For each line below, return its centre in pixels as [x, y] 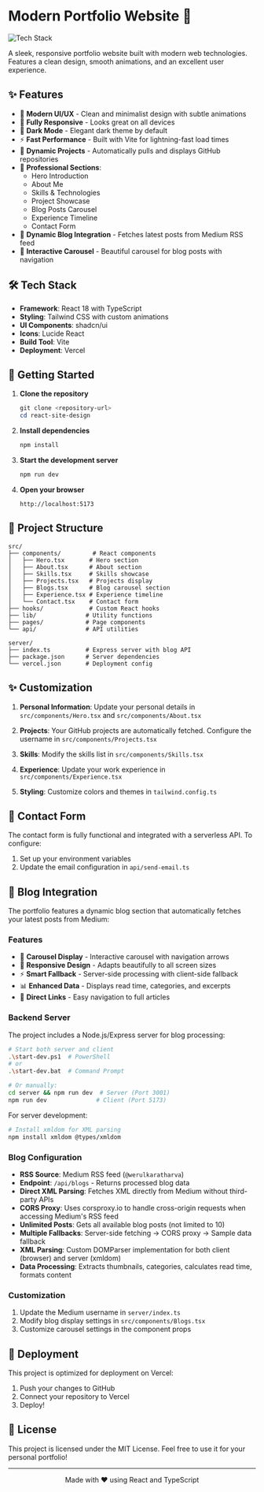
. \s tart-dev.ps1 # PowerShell [59, 1057]
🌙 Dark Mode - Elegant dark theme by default [93, 130]
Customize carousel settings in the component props [105, 1329]
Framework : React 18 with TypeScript [81, 308]
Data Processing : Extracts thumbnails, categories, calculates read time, [136, 1266]
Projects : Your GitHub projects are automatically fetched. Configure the [135, 730]
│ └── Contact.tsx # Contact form [73, 601]
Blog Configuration [45, 1157]
